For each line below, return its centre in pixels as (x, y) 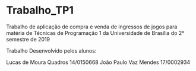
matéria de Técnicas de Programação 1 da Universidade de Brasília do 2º (95, 33)
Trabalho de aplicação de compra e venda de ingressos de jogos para (92, 27)
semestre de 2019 (28, 39)
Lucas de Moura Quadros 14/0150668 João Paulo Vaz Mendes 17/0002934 (98, 62)
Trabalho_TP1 (40, 10)
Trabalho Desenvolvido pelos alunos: (51, 50)
